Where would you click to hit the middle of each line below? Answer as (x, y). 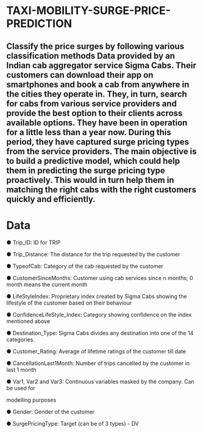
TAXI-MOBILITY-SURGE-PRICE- (88, 11)
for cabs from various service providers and (91, 104)
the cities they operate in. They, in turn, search (97, 94)
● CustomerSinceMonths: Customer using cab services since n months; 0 (100, 278)
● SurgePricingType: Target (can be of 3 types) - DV (73, 423)
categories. (20, 339)
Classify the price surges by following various (95, 46)
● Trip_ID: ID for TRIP (34, 242)
